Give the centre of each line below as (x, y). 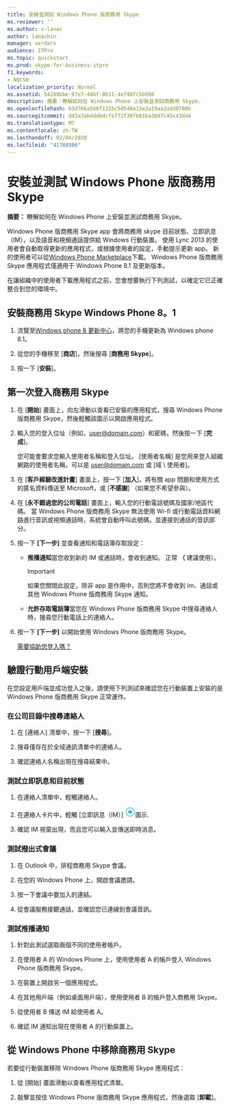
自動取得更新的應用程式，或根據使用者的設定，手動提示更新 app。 (118, 249)
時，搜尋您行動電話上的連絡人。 (72, 617)
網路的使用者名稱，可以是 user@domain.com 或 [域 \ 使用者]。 (105, 464)
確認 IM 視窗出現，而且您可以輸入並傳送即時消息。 (88, 829)
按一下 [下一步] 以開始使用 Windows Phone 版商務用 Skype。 (103, 631)
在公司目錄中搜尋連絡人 (46, 716)
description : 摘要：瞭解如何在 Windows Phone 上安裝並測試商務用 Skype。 (105, 102)
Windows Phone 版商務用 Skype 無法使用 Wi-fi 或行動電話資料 (126, 511)
